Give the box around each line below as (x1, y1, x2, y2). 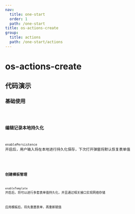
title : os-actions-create (5, 26, 58, 31)
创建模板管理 (5, 172, 27, 177)
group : (5, 30, 19, 35)
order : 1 (9, 16, 28, 21)
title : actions (9, 35, 41, 40)
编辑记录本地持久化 (5, 125, 45, 131)
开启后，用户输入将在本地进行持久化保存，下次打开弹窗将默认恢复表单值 (5, 147, 131, 152)
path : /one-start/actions (9, 40, 63, 45)
